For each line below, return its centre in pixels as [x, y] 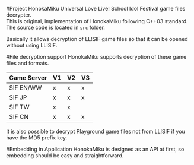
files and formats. [28, 63]
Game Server [28, 78]
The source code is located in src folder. [56, 27]
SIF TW [19, 107]
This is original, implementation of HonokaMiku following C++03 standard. [97, 21]
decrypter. [19, 15]
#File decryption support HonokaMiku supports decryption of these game [96, 57]
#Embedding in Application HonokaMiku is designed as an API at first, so [95, 149]
